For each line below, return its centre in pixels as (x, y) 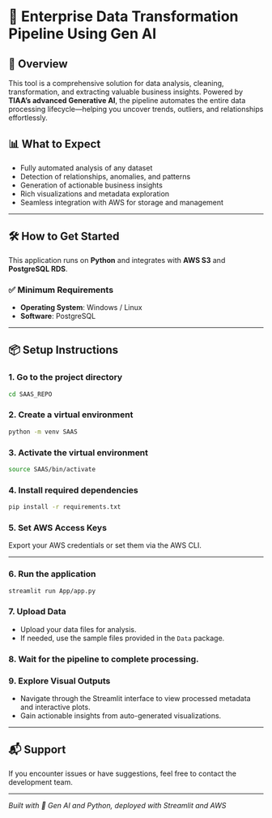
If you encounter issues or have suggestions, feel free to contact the (123, 773)
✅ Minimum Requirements (61, 290)
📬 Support (37, 750)
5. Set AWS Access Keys (58, 527)
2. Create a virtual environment (71, 415)
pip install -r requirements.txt (65, 507)
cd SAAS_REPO (30, 394)
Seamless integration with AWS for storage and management (122, 202)
